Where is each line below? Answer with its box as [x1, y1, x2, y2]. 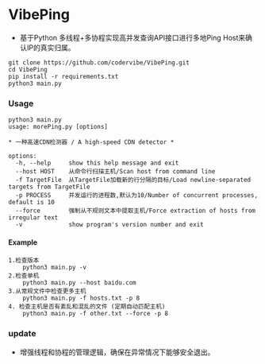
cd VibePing [8, 65, 48, 73]
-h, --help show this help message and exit [15, 159, 179, 168]
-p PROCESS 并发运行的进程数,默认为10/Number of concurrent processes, [15, 192, 259, 199]
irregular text [8, 214, 59, 222]
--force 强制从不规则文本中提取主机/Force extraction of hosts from [15, 207, 256, 215]
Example [8, 237, 38, 247]
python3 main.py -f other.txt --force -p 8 [22, 310, 169, 318]
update [8, 328, 36, 339]
